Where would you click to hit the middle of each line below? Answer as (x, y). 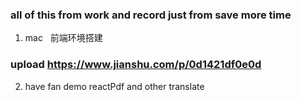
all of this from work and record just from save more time (151, 15)
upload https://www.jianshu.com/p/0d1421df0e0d (136, 65)
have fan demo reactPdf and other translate (114, 86)
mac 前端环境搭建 (63, 38)
